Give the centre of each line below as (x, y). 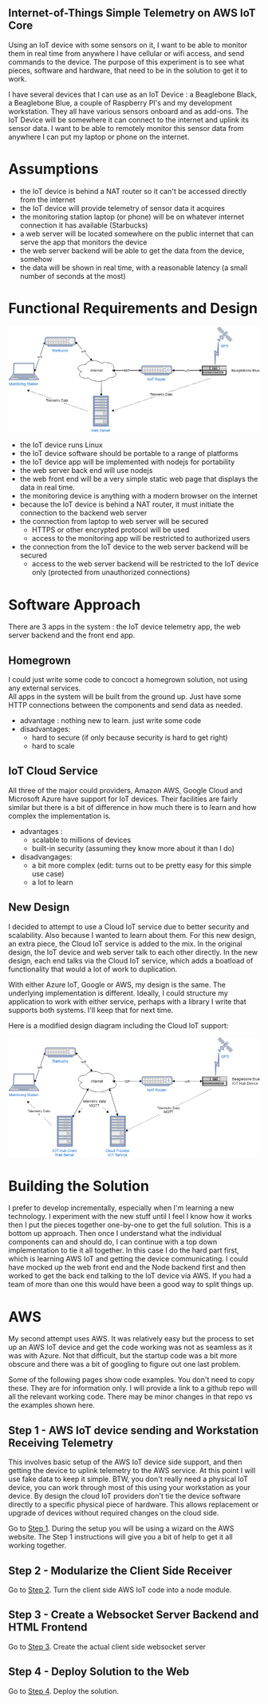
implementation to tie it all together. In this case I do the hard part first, (124, 1250)
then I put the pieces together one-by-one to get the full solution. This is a (130, 1225)
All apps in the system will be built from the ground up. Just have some (125, 697)
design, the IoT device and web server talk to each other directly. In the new (133, 952)
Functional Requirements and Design (133, 308)
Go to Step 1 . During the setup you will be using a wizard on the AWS (121, 1528)
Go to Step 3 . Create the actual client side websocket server (107, 1646)
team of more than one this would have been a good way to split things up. (131, 1285)
